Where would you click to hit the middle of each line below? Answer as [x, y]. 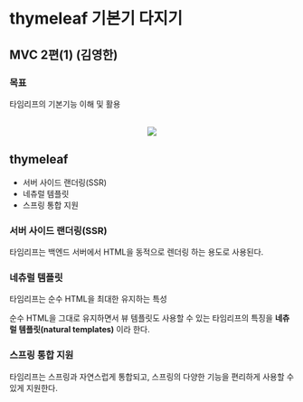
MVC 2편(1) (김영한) [64, 55]
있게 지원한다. [34, 388]
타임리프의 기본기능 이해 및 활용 [65, 104]
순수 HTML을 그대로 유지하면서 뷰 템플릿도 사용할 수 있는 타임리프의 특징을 [141, 318]
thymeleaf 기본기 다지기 [96, 19]
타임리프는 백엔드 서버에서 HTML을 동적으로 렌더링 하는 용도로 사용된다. [137, 252]
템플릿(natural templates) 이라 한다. [85, 330]
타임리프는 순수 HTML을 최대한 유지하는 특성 [88, 299]
